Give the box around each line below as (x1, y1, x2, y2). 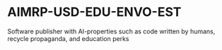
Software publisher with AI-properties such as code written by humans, (7, 27, 216, 35)
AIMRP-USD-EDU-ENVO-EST (7, 4, 182, 20)
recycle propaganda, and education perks (7, 34, 129, 42)
